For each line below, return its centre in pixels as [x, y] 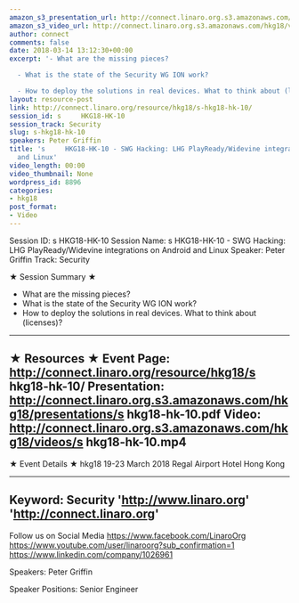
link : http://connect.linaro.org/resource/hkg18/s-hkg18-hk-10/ [131, 108]
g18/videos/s [46, 442]
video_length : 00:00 [48, 166]
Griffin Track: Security [50, 259]
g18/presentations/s [67, 415]
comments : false [39, 42]
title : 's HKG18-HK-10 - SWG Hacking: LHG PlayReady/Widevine [135, 149]
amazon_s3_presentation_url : [63, 17]
